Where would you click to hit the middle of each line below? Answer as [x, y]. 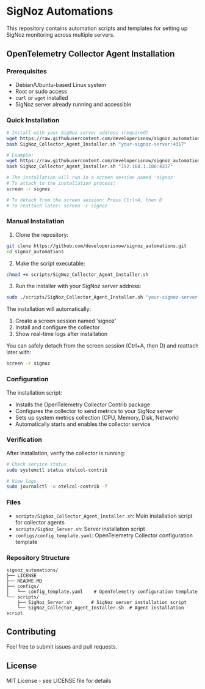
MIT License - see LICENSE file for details [59, 680]
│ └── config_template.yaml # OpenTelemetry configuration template [102, 592]
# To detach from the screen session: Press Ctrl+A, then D [85, 200]
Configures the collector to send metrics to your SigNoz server [94, 411]
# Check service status [37, 464]
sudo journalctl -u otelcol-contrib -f [57, 487]
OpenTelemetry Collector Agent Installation [91, 54]
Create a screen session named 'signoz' [66, 321]
